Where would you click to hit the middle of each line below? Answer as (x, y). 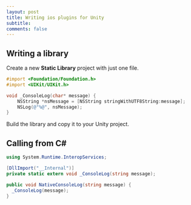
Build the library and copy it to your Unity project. (68, 124)
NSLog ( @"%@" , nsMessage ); (50, 107)
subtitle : (19, 23)
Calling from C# (36, 143)
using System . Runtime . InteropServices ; (57, 157)
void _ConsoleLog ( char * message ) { (51, 96)
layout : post (23, 12)
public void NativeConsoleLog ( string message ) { (69, 185)
